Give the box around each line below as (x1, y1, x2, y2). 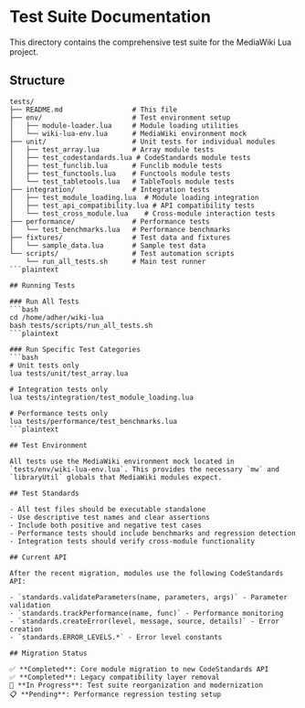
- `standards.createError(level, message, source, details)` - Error (9, 617, 280, 626)
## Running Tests (9, 280, 76, 290)
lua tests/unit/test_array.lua (9, 368, 129, 378)
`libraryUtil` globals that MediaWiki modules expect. (9, 472, 223, 481)
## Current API (9, 553, 68, 562)
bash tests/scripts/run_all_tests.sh (9, 321, 153, 330)
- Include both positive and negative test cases (9, 521, 203, 530)
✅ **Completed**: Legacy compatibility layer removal (9, 672, 220, 682)
